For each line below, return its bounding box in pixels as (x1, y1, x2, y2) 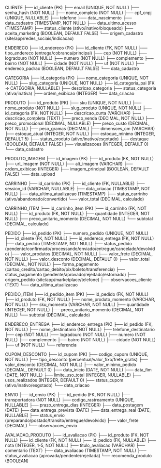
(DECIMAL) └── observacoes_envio (5, 423, 77, 428)
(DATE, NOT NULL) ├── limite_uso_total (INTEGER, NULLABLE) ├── (5, 372, 141, 378)
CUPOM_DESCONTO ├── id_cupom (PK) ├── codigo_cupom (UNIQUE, (5, 351, 149, 357)
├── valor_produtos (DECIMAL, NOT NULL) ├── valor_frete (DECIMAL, (10, 251, 153, 257)
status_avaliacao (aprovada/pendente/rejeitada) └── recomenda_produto (5, 453, 152, 458)
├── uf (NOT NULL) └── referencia (5, 342, 77, 348)
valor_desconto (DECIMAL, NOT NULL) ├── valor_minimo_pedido (5, 362, 136, 368)
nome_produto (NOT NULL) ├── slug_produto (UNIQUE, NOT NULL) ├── (5, 105, 152, 111)
